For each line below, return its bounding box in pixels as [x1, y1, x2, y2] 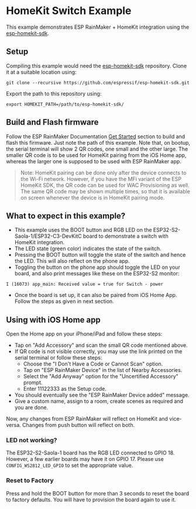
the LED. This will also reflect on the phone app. [14, 258, 130, 265]
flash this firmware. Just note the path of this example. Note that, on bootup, [6, 139, 191, 146]
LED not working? [6, 436, 57, 445]
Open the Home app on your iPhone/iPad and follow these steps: [6, 330, 163, 337]
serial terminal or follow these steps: [14, 354, 102, 361]
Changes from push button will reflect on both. [22, 422, 135, 429]
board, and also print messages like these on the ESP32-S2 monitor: [14, 270, 180, 277]
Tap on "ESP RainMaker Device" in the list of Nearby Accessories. [23, 367, 183, 374]
